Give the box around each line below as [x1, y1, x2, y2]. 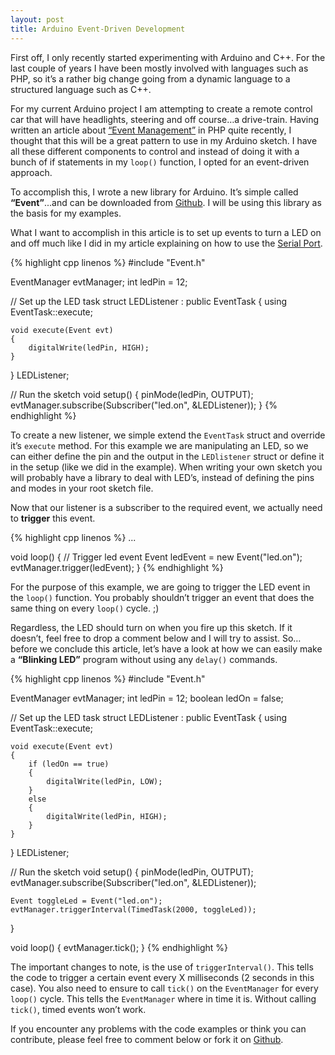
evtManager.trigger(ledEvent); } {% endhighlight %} [10, 561, 224, 573]
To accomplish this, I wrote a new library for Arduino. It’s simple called [10, 186, 299, 198]
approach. [10, 166, 53, 178]
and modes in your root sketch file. [10, 482, 154, 494]
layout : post [10, 14, 65, 25]
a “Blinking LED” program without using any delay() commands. [10, 653, 278, 665]
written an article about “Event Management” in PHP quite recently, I [10, 124, 292, 136]
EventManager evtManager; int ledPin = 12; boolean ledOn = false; [10, 692, 284, 704]
